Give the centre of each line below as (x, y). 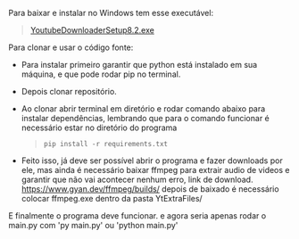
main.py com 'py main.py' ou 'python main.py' (93, 225)
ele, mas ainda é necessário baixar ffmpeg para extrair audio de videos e (156, 170)
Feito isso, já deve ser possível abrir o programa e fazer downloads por (152, 161)
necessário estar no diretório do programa (99, 128)
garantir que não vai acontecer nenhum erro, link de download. (137, 179)
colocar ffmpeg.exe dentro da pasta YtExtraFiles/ (112, 198)
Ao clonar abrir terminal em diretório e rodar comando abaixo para (143, 109)
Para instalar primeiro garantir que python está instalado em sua (139, 65)
